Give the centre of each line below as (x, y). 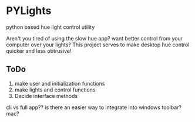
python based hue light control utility (51, 27)
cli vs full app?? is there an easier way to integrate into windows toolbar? (94, 107)
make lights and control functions (55, 90)
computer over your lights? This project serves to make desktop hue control (98, 45)
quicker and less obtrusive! (39, 50)
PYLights (29, 11)
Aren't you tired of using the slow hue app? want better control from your (95, 38)
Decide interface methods (46, 96)
